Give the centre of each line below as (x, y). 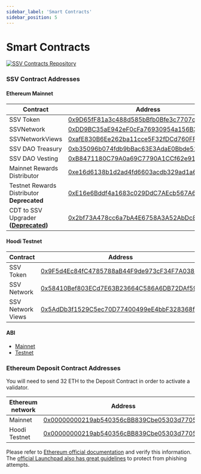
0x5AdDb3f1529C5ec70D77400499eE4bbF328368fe (120, 309)
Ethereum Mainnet (30, 93)
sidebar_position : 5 (32, 17)
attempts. (18, 465)
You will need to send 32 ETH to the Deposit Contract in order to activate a (98, 381)
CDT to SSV (26, 210)
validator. (18, 388)
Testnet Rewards (33, 185)
